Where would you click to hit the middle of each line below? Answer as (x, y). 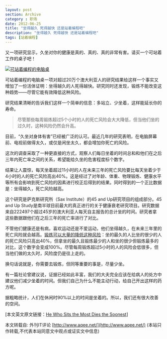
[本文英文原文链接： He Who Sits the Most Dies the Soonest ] (67, 314)
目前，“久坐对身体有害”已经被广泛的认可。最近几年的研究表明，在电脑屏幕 (81, 136)
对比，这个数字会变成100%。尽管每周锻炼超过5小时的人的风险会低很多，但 (82, 247)
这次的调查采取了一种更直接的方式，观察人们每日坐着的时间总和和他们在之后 (83, 153)
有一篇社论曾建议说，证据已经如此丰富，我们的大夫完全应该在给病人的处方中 (83, 274)
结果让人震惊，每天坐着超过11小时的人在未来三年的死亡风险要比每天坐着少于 (83, 170)
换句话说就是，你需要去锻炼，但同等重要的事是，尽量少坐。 (66, 264)
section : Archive (23, 14)
